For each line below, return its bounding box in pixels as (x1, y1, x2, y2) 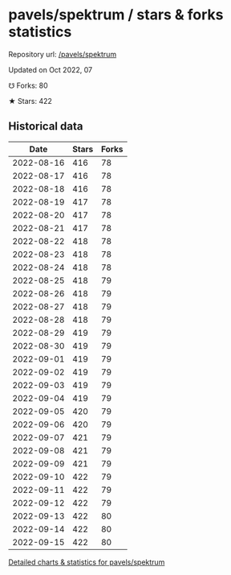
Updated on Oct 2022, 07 (8, 64, 93, 74)
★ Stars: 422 (8, 96, 52, 105)
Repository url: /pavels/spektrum (8, 49, 117, 59)
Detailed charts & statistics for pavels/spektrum (8, 557, 165, 567)
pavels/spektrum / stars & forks (8, 6, 224, 24)
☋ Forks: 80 (8, 81, 48, 90)
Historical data (8, 119, 83, 134)
